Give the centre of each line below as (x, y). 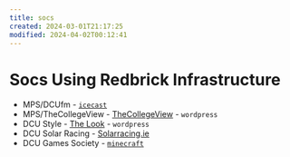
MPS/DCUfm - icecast (65, 104)
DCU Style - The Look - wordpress (86, 124)
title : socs (32, 18)
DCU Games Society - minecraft (83, 143)
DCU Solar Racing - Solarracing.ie (86, 133)
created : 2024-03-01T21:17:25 (67, 26)
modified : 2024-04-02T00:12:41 (68, 34)
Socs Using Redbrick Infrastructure (145, 79)
